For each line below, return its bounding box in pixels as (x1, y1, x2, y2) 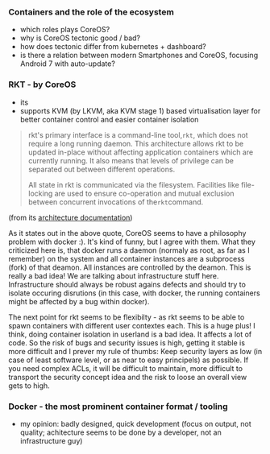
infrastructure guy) (19, 435, 83, 445)
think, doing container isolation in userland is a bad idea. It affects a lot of (8, 329, 252, 339)
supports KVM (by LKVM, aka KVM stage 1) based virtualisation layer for (19, 105, 261, 115)
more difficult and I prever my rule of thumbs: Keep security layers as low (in (8, 346, 263, 356)
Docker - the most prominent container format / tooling (8, 401, 228, 412)
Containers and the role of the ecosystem (8, 6, 175, 18)
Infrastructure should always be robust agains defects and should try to (8, 279, 246, 289)
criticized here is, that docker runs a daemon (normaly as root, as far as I (8, 245, 250, 255)
